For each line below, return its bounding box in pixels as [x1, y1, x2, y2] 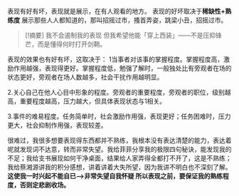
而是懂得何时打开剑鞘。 [37, 40, 107, 48]
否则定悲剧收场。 [19, 181, 70, 189]
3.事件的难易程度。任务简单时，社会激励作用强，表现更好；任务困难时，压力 [7, 112, 231, 120]
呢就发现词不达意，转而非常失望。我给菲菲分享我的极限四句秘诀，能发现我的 [7, 145, 232, 153]
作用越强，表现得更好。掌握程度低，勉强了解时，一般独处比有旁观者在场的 [13, 64, 232, 72]
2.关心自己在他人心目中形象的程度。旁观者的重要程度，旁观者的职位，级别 [7, 88, 225, 96]
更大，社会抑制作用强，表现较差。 [7, 121, 107, 129]
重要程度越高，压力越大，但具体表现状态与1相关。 [19, 97, 166, 105]
